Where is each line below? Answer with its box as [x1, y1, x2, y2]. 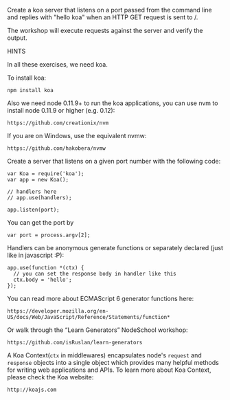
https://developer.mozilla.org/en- [7, 308, 109, 315]
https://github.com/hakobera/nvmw [7, 145, 106, 152]
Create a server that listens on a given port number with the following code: [7, 157, 221, 165]
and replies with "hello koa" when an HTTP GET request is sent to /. [7, 13, 198, 21]
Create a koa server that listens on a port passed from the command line [7, 6, 213, 14]
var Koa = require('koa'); [7, 170, 84, 177]
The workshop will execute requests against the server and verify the [7, 27, 203, 34]
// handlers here [7, 188, 57, 195]
